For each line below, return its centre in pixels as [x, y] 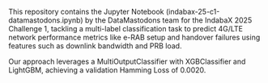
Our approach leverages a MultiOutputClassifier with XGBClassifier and [127, 61]
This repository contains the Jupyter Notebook [86, 12]
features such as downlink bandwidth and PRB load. [95, 46]
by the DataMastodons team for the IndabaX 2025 [168, 20]
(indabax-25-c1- [193, 12]
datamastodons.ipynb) [46, 20]
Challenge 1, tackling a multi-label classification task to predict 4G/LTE [126, 29]
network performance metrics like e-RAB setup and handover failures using [134, 37]
